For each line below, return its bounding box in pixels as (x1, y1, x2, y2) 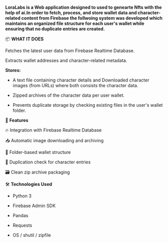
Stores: (5, 67, 21, 73)
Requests (12, 222, 32, 228)
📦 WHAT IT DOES (5, 36, 44, 42)
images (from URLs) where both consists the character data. (12, 83, 139, 88)
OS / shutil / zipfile (12, 232, 51, 238)
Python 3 (12, 193, 32, 199)
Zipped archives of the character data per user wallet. (12, 92, 125, 98)
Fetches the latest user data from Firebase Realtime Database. (5, 48, 135, 54)
